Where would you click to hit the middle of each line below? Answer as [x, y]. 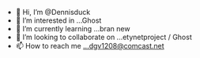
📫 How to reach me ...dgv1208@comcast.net [90, 46]
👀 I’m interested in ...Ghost [58, 20]
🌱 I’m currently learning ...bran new [73, 29]
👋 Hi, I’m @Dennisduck [53, 12]
